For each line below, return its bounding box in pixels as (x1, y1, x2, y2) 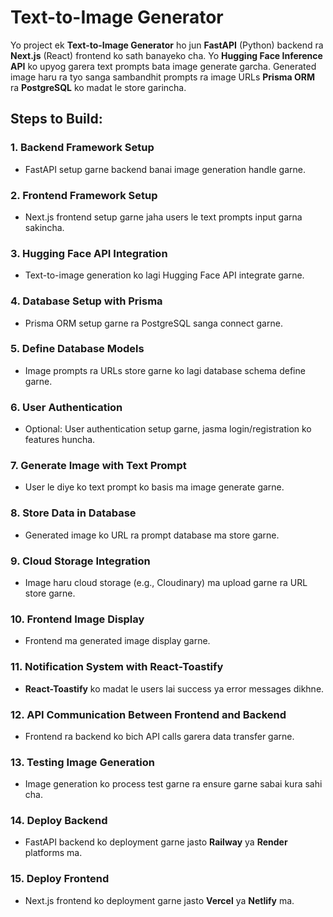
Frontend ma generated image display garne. (24, 635, 211, 647)
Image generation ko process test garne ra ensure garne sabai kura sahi (24, 778, 323, 790)
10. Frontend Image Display (10, 612, 145, 626)
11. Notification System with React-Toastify (10, 660, 224, 674)
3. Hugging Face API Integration (10, 246, 168, 260)
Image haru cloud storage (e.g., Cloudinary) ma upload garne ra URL (24, 577, 308, 588)
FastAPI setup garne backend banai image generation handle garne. (24, 163, 306, 175)
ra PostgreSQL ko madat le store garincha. (10, 81, 187, 93)
